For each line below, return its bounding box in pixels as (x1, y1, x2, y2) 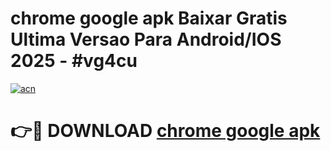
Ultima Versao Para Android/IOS (10, 28, 282, 51)
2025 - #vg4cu (10, 50, 138, 72)
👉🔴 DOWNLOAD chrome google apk (10, 120, 321, 142)
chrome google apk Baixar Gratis (10, 7, 288, 30)
